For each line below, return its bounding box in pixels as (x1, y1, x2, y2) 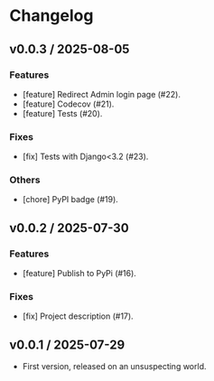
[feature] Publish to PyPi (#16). (22, 268, 137, 279)
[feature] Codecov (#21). (22, 98, 115, 109)
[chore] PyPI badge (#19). (22, 194, 119, 205)
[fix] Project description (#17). (22, 311, 134, 321)
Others (9, 173, 41, 186)
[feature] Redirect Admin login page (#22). (22, 88, 181, 99)
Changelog (9, 5, 94, 26)
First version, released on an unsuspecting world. (22, 361, 207, 372)
